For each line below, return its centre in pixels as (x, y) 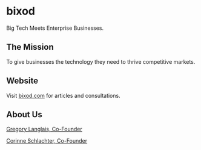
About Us (24, 114)
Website (22, 81)
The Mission (30, 47)
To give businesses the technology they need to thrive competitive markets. (101, 61)
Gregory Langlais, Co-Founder (44, 129)
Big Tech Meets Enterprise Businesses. (55, 28)
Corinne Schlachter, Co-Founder (47, 141)
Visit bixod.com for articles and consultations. (63, 95)
